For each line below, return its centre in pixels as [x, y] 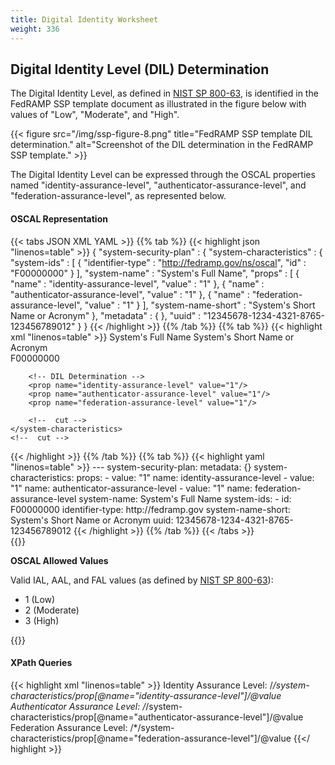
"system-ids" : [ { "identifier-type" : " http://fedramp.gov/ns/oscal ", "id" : [158, 262]
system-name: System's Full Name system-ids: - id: [185, 498]
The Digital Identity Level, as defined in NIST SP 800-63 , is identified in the [164, 93]
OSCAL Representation [59, 218]
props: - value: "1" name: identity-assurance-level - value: [195, 477]
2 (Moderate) [52, 610]
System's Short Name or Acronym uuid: [92, 520]
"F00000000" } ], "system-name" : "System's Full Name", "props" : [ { [155, 273]
